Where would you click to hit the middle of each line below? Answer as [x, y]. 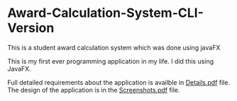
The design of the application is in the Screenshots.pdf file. [94, 90]
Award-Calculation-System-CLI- [105, 13]
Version [31, 28]
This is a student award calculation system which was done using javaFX [114, 47]
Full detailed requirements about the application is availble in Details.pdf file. [119, 82]
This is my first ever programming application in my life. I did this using [111, 61]
